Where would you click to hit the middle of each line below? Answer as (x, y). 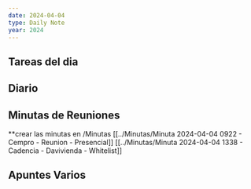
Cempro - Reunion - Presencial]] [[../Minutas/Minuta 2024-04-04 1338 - (125, 142)
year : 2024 (26, 30)
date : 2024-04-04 (37, 15)
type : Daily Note (37, 23)
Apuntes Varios (47, 175)
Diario (23, 88)
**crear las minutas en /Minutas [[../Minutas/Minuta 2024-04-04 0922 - (125, 133)
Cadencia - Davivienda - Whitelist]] (65, 151)
